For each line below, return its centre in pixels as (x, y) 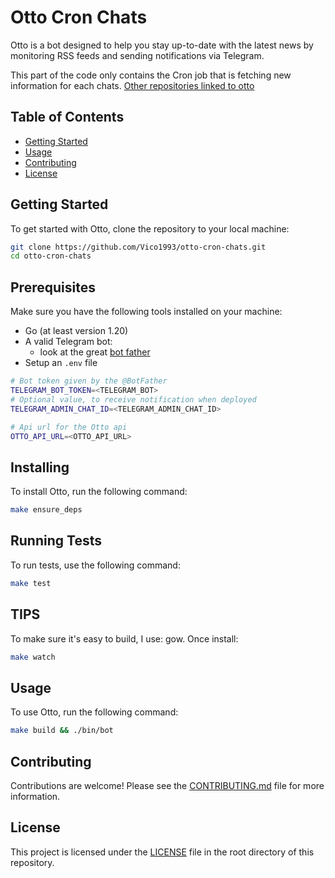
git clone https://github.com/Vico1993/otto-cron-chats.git (138, 247)
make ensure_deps (46, 510)
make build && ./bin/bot (62, 731)
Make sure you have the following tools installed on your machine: (146, 312)
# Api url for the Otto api (69, 427)
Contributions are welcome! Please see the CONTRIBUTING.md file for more (167, 785)
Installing (40, 467)
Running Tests (56, 541)
